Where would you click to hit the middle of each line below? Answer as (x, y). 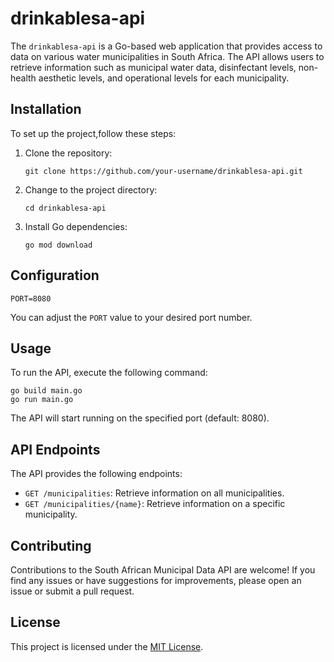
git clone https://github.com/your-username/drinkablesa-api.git (163, 171)
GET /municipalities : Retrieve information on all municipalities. (154, 493)
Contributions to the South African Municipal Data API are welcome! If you (163, 570)
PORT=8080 (31, 298)
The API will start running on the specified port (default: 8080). (140, 418)
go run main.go (42, 400)
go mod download (58, 245)
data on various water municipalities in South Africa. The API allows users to (167, 56)
